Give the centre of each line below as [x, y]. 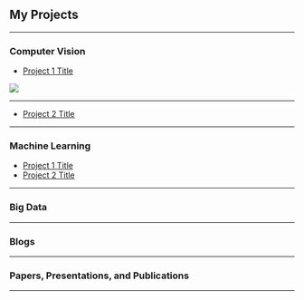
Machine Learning [50, 146]
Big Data [28, 208]
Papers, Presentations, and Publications [100, 276]
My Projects [44, 15]
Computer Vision [47, 51]
